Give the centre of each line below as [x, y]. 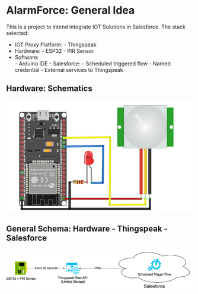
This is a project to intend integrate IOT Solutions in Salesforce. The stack [96, 27]
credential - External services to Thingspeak [69, 69]
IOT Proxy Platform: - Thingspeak [55, 45]
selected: [17, 33]
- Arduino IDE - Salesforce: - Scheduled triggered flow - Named [92, 64]
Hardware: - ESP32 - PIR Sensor [54, 50]
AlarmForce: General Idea [71, 10]
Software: [27, 57]
